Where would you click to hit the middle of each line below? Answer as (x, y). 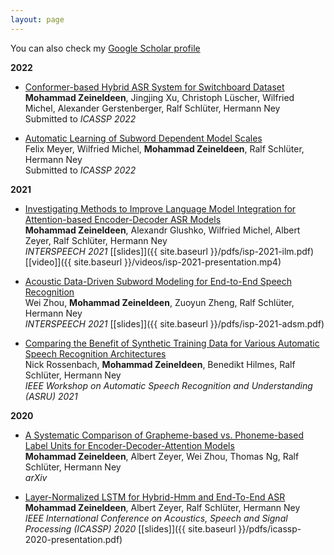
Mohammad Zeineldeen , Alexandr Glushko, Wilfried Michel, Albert (162, 230)
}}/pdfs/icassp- (270, 528)
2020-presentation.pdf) (73, 539)
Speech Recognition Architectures (95, 353)
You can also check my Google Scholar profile (105, 48)
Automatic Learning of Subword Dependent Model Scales (143, 138)
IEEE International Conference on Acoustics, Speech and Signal (156, 518)
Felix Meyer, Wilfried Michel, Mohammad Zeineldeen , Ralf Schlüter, (164, 148)
